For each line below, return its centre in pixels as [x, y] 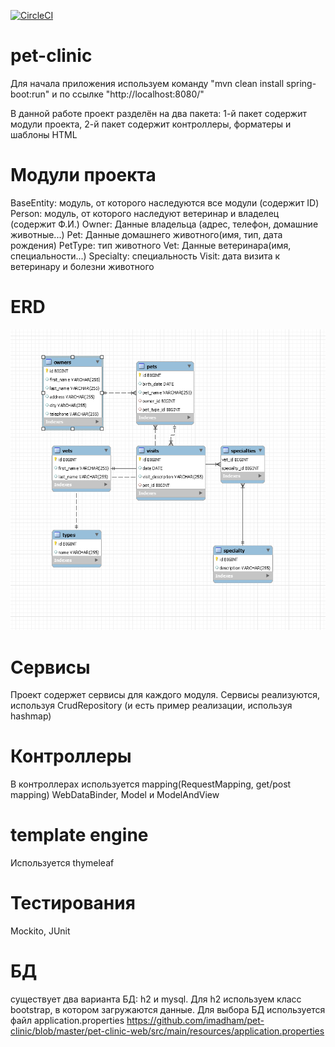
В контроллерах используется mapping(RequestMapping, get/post [151, 784]
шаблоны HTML [44, 134]
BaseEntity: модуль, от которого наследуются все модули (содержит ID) [165, 202]
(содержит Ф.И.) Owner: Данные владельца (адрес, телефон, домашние [164, 224]
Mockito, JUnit [40, 931]
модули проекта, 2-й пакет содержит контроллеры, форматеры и [151, 124]
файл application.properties [67, 1021]
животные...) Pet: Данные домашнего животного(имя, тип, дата [146, 234]
